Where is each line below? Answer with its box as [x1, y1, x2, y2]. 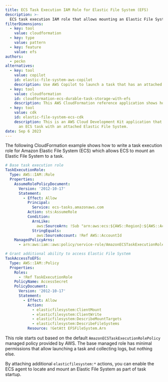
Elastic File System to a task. [5, 153, 64, 159]
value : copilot [14, 73, 46, 78]
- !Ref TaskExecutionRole [18, 275, 72, 280]
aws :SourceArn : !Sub [36, 223, 79, 228]
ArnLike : [31, 219, 50, 224]
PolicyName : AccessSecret [14, 279, 68, 284]
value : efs [14, 49, 37, 54]
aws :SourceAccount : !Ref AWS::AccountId [36, 233, 122, 238]
